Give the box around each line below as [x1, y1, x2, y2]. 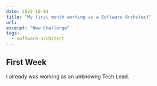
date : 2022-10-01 [6, 8, 49, 15]
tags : [6, 30, 19, 36]
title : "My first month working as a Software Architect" [6, 14, 152, 20]
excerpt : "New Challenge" [6, 25, 70, 31]
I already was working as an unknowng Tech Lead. [6, 73, 130, 80]
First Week [6, 57, 47, 67]
